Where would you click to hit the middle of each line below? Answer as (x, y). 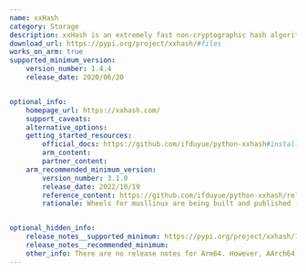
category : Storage (44, 26)
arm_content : (67, 153)
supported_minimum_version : (63, 60)
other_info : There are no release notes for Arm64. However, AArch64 (161, 253)
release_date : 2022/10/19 (92, 187)
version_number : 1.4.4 (69, 69)
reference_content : (79, 195)
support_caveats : (59, 119)
